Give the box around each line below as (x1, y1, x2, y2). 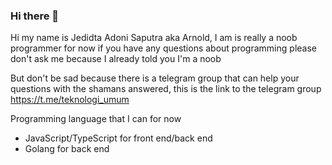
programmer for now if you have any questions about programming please (10, 42, 317, 54)
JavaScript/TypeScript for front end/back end (24, 132, 213, 144)
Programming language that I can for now (10, 113, 182, 125)
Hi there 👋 (10, 9, 60, 23)
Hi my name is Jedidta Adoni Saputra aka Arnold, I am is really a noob (10, 32, 298, 44)
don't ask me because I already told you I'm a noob (10, 53, 222, 65)
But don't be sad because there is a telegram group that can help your (10, 72, 300, 84)
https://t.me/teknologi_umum (10, 94, 130, 106)
